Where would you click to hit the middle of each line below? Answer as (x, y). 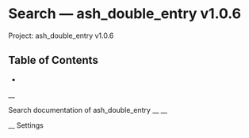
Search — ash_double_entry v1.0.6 (125, 14)
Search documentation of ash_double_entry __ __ (88, 110)
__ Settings (26, 125)
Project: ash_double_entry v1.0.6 (61, 35)
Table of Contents (54, 60)
